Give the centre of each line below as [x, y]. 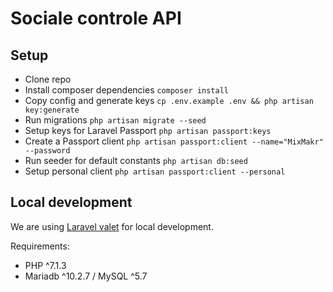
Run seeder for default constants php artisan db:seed [136, 160]
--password [47, 151]
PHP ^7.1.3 [45, 265]
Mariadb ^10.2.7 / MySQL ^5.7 [86, 276]
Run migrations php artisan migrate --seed [115, 120]
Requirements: [40, 246]
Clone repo [48, 79]
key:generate [52, 110]
